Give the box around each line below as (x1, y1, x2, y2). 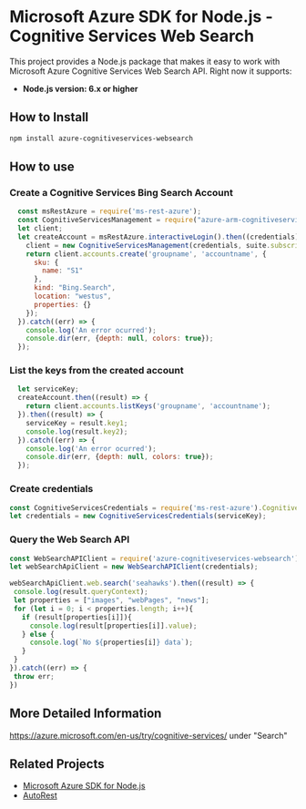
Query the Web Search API (9, 533, 130, 546)
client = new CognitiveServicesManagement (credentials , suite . (25, 241, 271, 250)
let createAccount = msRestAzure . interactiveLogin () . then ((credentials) (17, 232, 300, 241)
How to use (9, 159, 75, 175)
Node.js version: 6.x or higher (22, 83, 138, 94)
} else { (21, 630, 55, 639)
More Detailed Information (9, 706, 162, 722)
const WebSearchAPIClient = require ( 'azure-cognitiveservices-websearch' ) (9, 554, 300, 563)
